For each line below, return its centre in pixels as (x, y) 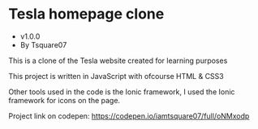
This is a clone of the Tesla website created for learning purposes (118, 60)
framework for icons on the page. (64, 100)
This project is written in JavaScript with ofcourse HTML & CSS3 (116, 76)
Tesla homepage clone (86, 14)
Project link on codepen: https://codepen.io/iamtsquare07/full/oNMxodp (129, 116)
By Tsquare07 (43, 44)
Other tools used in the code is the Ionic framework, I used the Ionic (122, 92)
